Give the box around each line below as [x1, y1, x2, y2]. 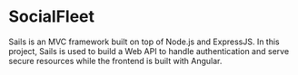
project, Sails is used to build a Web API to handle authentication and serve [8, 45, 290, 56]
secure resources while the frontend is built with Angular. [8, 55, 223, 66]
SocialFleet [8, 6, 95, 27]
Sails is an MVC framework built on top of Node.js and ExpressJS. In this [8, 36, 280, 47]
